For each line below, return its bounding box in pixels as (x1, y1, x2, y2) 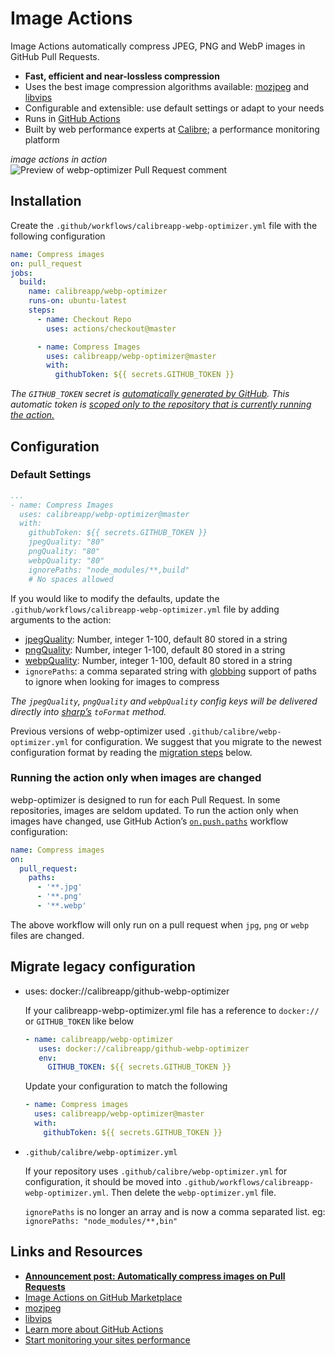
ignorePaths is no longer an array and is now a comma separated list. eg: (24, 1205, 326, 1217)
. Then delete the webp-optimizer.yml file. (105, 1186, 277, 1198)
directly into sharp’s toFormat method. (10, 705, 167, 717)
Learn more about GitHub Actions (24, 1323, 164, 1335)
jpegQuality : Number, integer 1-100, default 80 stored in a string (24, 633, 288, 645)
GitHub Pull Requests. (10, 50, 100, 62)
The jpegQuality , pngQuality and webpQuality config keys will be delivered (10, 695, 318, 707)
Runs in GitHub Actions (24, 112, 121, 124)
